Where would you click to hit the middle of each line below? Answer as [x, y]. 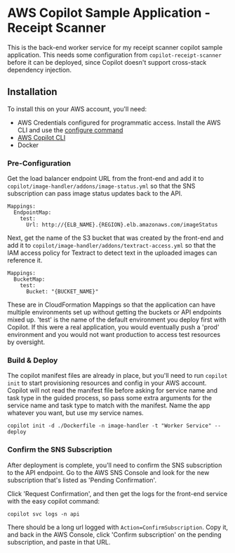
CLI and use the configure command [70, 130]
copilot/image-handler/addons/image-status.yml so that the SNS [101, 186]
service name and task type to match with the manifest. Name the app [109, 405]
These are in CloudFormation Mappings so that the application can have [112, 305]
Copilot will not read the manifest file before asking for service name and [113, 390]
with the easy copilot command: [54, 501]
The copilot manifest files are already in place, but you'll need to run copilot [117, 376]
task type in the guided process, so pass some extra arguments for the [110, 398]
